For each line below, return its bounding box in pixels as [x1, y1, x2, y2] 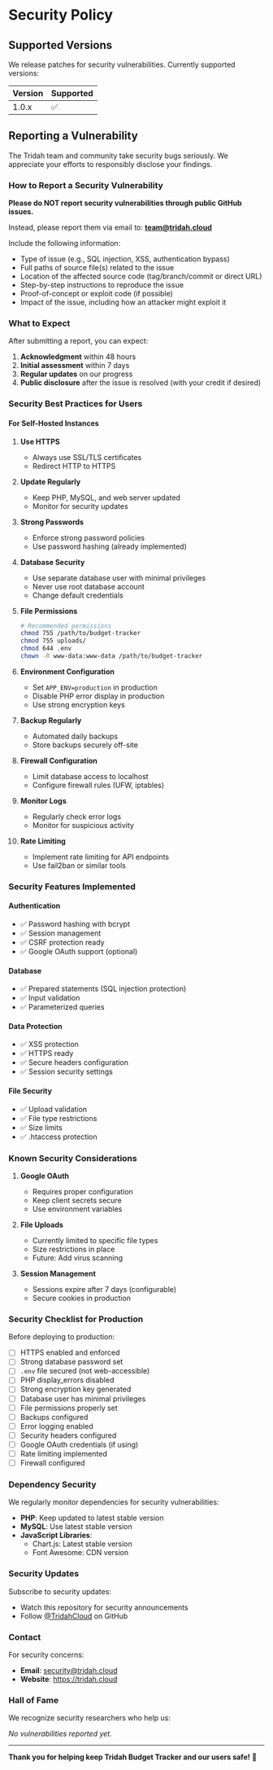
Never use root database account [32, 581, 145, 591]
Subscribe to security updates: [8, 1586, 112, 1597]
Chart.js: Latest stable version [32, 1539, 132, 1549]
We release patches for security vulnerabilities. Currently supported [8, 59, 236, 69]
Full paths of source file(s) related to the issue [19, 263, 175, 273]
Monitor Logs [19, 795, 67, 805]
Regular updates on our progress [19, 369, 133, 379]
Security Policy [8, 6, 114, 24]
